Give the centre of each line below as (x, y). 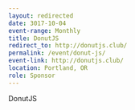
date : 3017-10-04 (37, 23)
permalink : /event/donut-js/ (57, 53)
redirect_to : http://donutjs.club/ (68, 46)
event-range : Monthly (45, 31)
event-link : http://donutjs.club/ (66, 61)
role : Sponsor (32, 75)
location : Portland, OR (48, 68)
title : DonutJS (34, 38)
